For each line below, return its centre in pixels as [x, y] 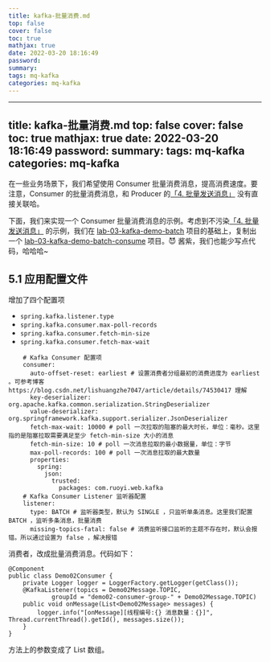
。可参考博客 [27, 382]
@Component [27, 569]
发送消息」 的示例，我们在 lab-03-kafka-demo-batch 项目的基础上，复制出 [133, 231]
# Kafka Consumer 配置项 [63, 358]
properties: [49, 460]
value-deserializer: [64, 412]
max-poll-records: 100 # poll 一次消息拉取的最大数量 [115, 453]
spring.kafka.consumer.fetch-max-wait [85, 343]
